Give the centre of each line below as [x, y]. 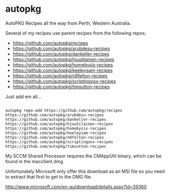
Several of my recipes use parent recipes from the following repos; [76, 33]
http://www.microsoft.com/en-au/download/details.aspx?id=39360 [76, 187]
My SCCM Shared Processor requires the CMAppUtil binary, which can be [83, 156]
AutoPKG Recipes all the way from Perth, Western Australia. [68, 23]
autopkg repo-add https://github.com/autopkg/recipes [64, 110]
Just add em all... [24, 96]
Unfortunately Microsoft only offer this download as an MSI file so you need [85, 171]
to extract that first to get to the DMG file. [49, 177]
